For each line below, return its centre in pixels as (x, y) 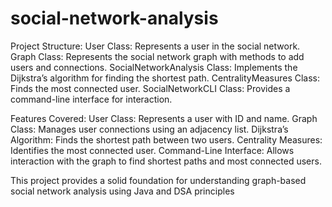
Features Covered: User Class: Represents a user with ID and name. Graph (164, 118)
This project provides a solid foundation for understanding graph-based (158, 180)
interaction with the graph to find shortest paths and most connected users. (166, 161)
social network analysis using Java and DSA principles (122, 191)
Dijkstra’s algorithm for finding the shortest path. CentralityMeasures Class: (165, 78)
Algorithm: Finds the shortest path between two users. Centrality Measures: (166, 139)
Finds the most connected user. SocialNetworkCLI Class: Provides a (150, 88)
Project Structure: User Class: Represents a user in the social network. (155, 46)
